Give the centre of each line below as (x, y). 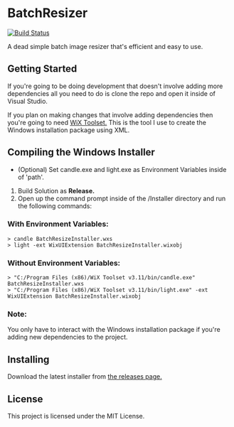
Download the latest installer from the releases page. (85, 377)
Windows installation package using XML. (69, 130)
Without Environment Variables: (64, 263)
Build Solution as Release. (56, 190)
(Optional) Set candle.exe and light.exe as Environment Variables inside (122, 169)
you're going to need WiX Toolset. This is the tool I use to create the (107, 122)
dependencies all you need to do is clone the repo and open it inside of (111, 93)
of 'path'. (31, 177)
